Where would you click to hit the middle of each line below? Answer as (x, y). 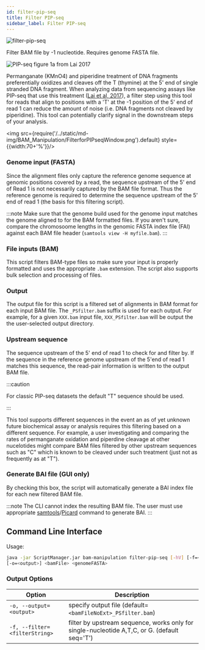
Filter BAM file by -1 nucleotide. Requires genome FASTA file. (83, 53)
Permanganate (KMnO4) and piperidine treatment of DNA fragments (92, 76)
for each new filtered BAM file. (45, 494)
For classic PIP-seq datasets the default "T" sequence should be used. (95, 396)
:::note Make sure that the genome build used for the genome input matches (102, 213)
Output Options (30, 579)
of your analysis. (27, 122)
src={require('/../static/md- (54, 133)
